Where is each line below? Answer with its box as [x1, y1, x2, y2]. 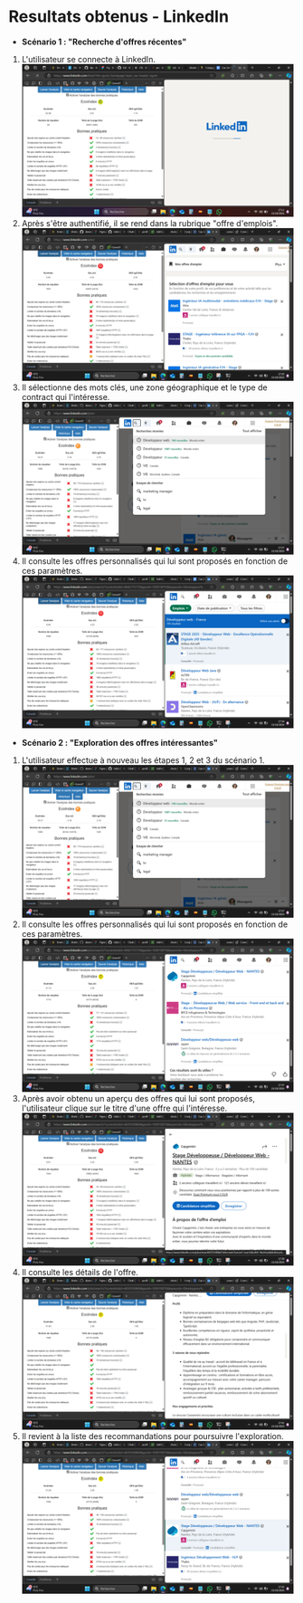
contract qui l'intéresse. [21, 392, 110, 403]
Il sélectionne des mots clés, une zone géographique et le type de [21, 382, 268, 393]
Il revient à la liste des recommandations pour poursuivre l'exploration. [21, 1430, 284, 1441]
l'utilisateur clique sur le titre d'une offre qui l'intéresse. [21, 1102, 228, 1113]
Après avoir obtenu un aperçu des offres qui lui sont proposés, [21, 1093, 255, 1103]
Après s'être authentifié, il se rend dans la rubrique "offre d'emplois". [21, 218, 279, 229]
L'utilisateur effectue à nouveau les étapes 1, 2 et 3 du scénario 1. [21, 755, 265, 766]
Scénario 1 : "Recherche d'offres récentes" [21, 36, 187, 47]
